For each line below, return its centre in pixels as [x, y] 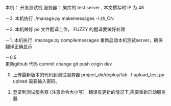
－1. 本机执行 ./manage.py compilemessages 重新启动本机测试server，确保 [84, 40]
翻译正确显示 [19, 47]
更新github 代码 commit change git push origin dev [59, 64]
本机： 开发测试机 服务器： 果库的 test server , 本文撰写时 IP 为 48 [75, 7]
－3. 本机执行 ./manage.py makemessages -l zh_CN [59, 18]
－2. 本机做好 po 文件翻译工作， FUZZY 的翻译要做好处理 [65, 29]
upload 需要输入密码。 [36, 81]
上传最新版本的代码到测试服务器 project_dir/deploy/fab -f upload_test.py [89, 75]
